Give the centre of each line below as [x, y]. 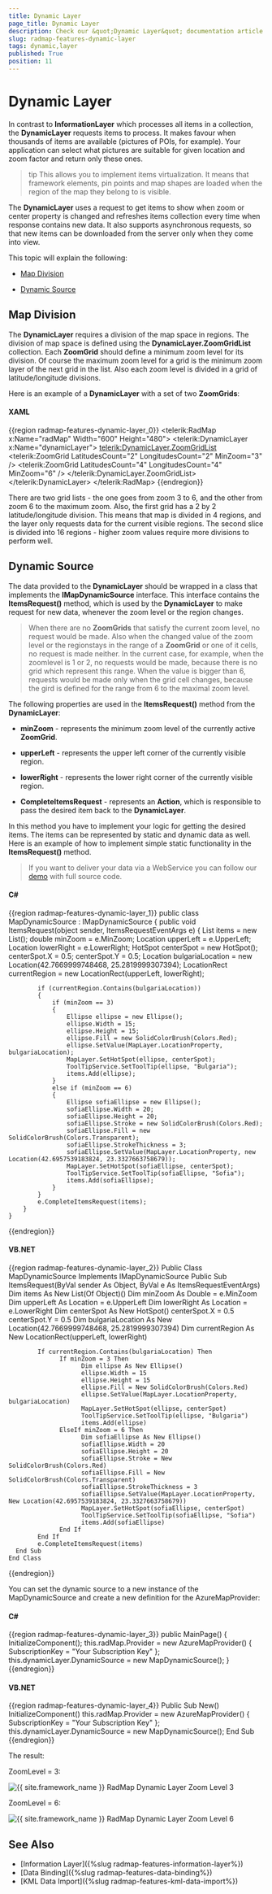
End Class [25, 1558]
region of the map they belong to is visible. [100, 191]
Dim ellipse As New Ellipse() [132, 1366]
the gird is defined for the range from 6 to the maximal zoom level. [139, 688]
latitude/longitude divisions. [55, 377]
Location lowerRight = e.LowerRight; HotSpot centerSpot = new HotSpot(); [133, 947]
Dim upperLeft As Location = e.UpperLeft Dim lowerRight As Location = [128, 1303]
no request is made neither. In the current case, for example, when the [146, 653]
